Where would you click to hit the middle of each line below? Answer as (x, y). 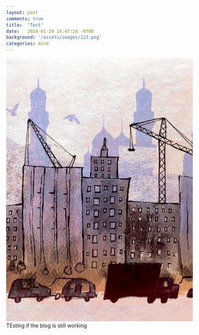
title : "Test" (25, 25)
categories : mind (28, 44)
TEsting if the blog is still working (46, 326)
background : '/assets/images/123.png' (54, 38)
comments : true (25, 19)
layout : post (22, 12)
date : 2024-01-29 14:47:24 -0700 (50, 31)
